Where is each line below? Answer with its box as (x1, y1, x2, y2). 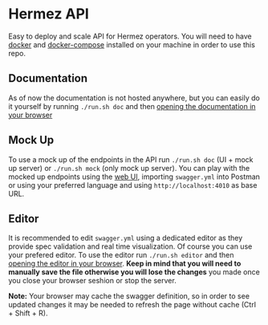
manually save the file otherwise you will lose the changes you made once (8, 267, 261, 277)
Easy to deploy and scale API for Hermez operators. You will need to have (8, 31, 252, 41)
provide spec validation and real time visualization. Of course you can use (8, 242, 253, 251)
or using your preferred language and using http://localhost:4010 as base (8, 180, 258, 189)
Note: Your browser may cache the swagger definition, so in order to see (8, 291, 250, 301)
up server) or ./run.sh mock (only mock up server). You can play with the (8, 163, 250, 173)
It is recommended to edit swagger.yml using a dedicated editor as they (8, 234, 243, 243)
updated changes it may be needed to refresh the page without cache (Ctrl (8, 300, 257, 310)
